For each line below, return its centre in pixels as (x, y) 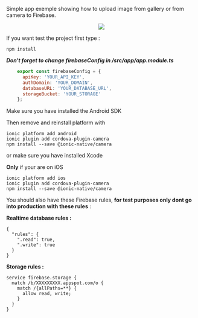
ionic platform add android (42, 134)
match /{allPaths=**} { (47, 288)
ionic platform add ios (36, 178)
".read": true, (36, 240)
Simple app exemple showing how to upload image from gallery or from (95, 9)
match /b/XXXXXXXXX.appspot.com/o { (58, 283)
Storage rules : (25, 267)
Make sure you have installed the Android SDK (64, 111)
